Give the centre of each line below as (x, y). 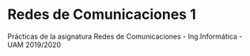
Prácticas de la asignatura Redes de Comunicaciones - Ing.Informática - (125, 36)
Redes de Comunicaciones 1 (102, 15)
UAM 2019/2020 (34, 44)
